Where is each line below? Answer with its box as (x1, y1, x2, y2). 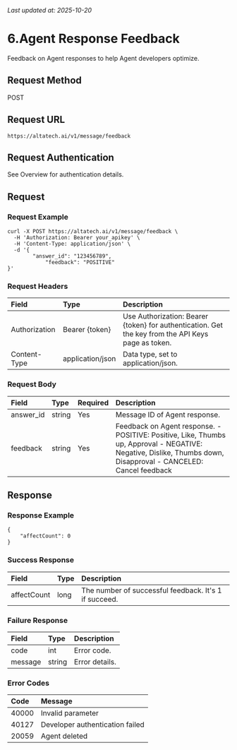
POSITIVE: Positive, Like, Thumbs (115, 430, 226, 440)
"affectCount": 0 (20, 532, 71, 540)
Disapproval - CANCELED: (115, 456, 204, 466)
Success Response (7, 555, 74, 565)
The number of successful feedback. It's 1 (80, 585, 222, 595)
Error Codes (7, 678, 49, 688)
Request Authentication (7, 151, 114, 163)
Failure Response (7, 615, 68, 625)
